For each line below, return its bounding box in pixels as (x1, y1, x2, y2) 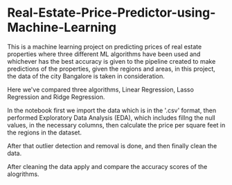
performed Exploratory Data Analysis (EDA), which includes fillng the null (7, 113, 216, 122)
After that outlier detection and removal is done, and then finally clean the (7, 141, 217, 150)
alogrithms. (7, 170, 39, 178)
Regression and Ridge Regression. (7, 92, 105, 101)
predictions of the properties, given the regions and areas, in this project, (7, 64, 216, 73)
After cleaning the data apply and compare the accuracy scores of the (7, 162, 208, 170)
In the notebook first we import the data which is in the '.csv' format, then (7, 106, 217, 114)
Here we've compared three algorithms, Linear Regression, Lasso (7, 85, 194, 94)
